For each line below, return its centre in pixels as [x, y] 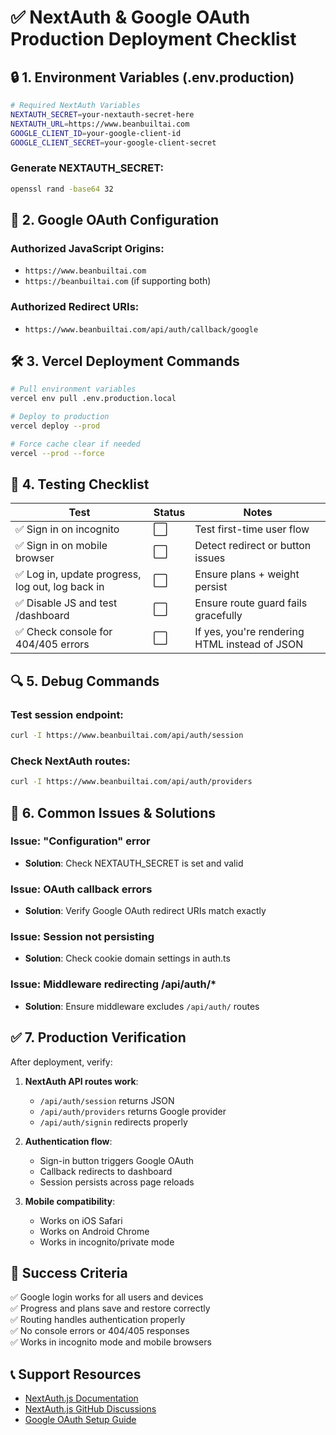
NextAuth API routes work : [81, 1081]
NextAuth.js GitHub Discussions [90, 1409]
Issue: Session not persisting [82, 937]
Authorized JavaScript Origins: [87, 248]
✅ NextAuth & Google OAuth [130, 17]
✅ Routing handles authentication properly [98, 1320]
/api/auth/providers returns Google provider [133, 1111]
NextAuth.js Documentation [81, 1398]
